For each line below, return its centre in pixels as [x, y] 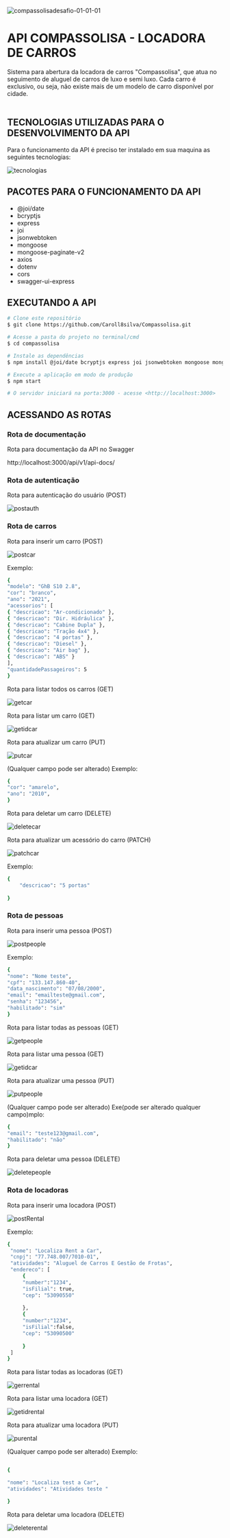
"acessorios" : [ [30, 606]
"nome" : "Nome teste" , [39, 976]
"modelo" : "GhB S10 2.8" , [44, 587]
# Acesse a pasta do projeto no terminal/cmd [73, 337]
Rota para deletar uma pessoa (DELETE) [64, 1159]
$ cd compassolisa [33, 343]
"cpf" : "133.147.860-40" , [44, 982]
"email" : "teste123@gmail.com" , [53, 1133]
